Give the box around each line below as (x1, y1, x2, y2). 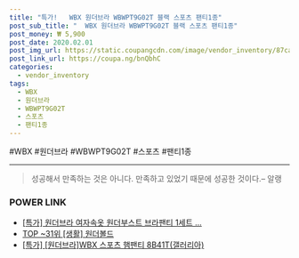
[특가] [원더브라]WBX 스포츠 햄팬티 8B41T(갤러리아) (21, 239, 205, 250)
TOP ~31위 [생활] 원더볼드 (21, 229, 114, 239)
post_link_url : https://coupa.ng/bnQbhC (9, 54, 162, 63)
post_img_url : (9, 46, 62, 55)
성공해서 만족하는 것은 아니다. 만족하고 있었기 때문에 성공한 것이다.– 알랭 (30, 173, 282, 183)
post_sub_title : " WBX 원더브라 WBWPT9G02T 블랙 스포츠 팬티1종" (9, 21, 238, 30)
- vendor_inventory (17, 71, 90, 80)
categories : (9, 63, 53, 72)
